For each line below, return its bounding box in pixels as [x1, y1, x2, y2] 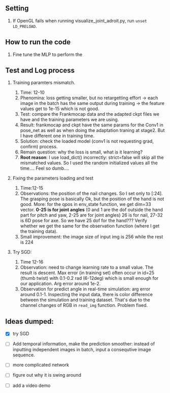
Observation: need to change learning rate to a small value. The [20, 265, 154, 271]
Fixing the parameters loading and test [12, 175, 94, 181]
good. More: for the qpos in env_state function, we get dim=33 [20, 201, 151, 207]
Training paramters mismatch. [12, 80, 76, 86]
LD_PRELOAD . [12, 23, 37, 29]
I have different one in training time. [20, 133, 95, 139]
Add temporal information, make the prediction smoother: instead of [12, 341, 155, 347]
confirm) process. [20, 144, 58, 150]
